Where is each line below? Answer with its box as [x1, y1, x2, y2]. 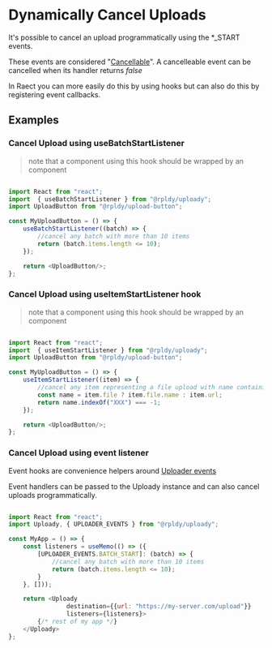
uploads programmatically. [8, 490, 97, 500]
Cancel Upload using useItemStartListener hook [8, 289, 202, 300]
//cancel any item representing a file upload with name [37, 384, 233, 392]
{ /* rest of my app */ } [37, 618, 117, 626]
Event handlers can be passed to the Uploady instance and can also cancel [8, 481, 260, 491]
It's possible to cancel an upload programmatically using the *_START [8, 32, 240, 42]
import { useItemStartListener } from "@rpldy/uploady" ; [8, 346, 208, 354]
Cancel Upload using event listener [8, 448, 150, 459]
